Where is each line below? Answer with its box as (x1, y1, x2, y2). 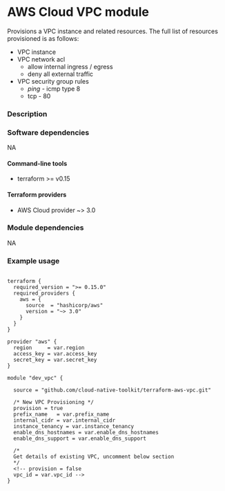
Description (7, 109, 48, 118)
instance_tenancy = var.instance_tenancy (13, 423, 135, 430)
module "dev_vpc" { (7, 375, 63, 382)
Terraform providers (7, 190, 67, 198)
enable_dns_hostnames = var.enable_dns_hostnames (13, 429, 159, 436)
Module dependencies (7, 223, 84, 232)
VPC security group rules (17, 77, 90, 85)
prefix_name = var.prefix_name (13, 411, 110, 418)
